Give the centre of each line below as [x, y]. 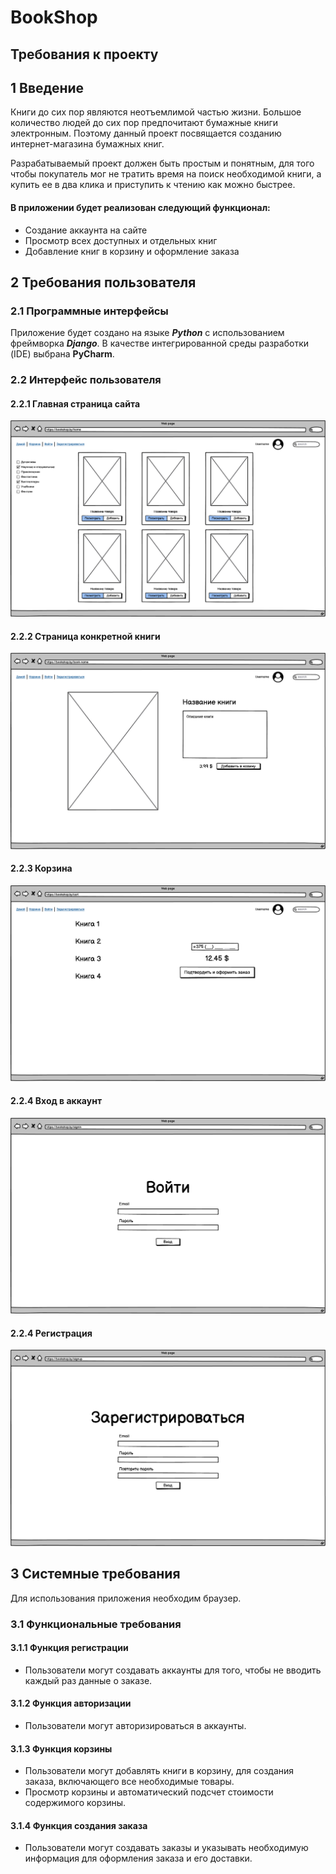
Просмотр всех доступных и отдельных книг [121, 240]
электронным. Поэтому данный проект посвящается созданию [146, 133]
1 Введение [47, 87]
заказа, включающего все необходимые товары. [129, 1782]
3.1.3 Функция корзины [61, 1748]
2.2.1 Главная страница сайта [75, 403]
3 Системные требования [95, 1574]
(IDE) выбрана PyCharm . [62, 354]
